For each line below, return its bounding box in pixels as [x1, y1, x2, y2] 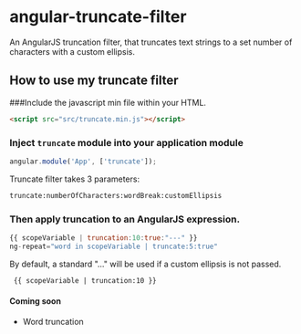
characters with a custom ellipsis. [9, 46, 135, 57]
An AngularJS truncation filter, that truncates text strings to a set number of [9, 37, 293, 47]
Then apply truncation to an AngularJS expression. [9, 213, 240, 225]
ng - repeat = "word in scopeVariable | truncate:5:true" [9, 242, 219, 251]
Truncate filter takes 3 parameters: [9, 173, 140, 184]
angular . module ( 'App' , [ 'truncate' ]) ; [9, 157, 157, 166]
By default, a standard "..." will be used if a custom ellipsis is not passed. [9, 258, 282, 269]
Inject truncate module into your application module [9, 136, 244, 149]
